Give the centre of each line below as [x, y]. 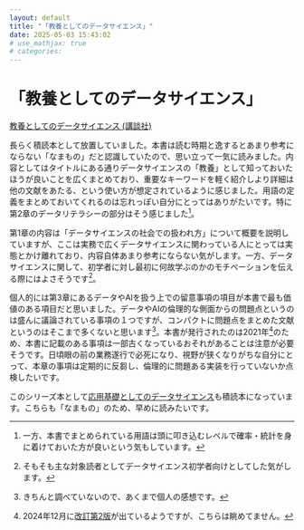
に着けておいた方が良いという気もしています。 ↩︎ [114, 447]
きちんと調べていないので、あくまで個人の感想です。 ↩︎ [125, 497]
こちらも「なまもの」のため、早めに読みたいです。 [119, 408]
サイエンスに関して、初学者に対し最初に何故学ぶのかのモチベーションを [144, 266]
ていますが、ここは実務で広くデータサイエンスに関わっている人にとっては [147, 244]
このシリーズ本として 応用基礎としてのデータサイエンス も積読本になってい [147, 397]
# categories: [36, 52]
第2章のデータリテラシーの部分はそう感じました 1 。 [104, 212]
